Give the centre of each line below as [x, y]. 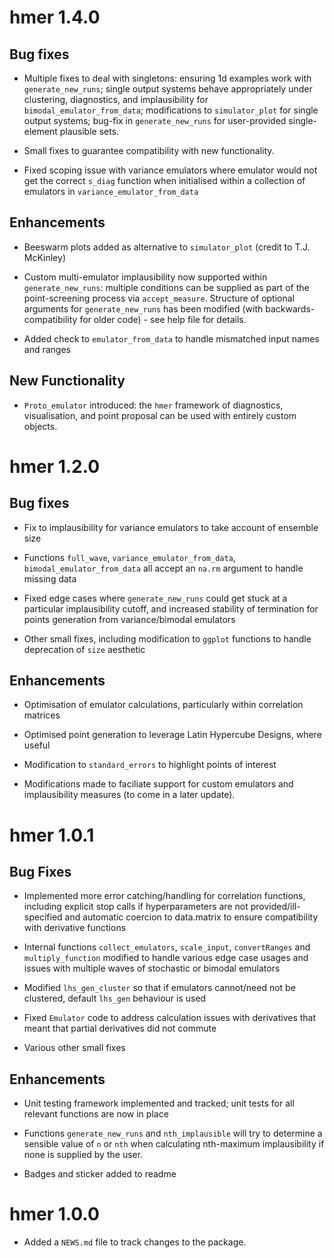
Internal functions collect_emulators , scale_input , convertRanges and [167, 947]
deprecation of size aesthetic [84, 649]
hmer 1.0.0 [54, 1214]
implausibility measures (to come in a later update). [129, 795]
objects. [40, 426]
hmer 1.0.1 [52, 835]
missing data [50, 578]
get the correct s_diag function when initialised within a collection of [164, 180]
